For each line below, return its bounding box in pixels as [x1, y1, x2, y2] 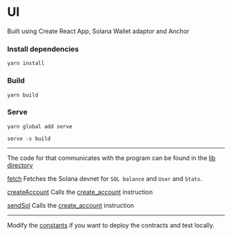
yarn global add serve [7, 123, 72, 130]
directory [7, 161, 33, 169]
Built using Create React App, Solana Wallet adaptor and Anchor [7, 27, 190, 35]
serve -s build [7, 135, 51, 142]
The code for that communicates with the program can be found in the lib [7, 153, 216, 162]
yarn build [7, 91, 39, 99]
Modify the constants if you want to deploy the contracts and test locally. [7, 221, 215, 229]
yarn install [7, 60, 45, 67]
